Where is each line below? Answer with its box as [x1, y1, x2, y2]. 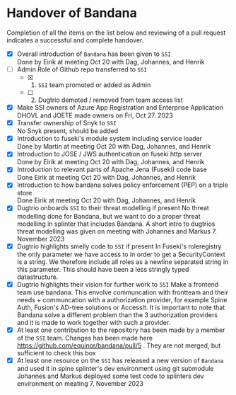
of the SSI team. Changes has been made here [16, 333, 153, 342]
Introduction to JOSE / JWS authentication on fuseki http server [16, 150, 203, 159]
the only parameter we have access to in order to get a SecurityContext [16, 250, 225, 258]
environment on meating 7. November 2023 [16, 379, 144, 387]
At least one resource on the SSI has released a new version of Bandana [16, 356, 224, 365]
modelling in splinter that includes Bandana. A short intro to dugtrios [16, 219, 216, 228]
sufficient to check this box [16, 348, 96, 357]
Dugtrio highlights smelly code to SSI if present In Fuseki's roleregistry [16, 242, 222, 251]
